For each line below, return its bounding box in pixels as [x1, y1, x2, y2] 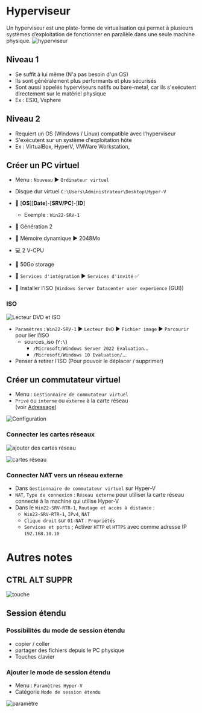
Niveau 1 [6, 54, 39, 65]
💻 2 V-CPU [14, 247, 44, 254]
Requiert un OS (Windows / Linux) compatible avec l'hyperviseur [14, 130, 176, 137]
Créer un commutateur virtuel [6, 375, 121, 385]
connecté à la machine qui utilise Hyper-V [14, 497, 119, 505]
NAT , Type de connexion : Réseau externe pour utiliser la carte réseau [14, 491, 185, 498]
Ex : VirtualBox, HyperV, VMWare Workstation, [14, 143, 130, 150]
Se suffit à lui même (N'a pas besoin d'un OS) [14, 71, 128, 78]
